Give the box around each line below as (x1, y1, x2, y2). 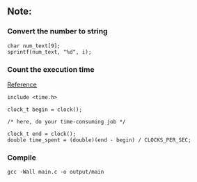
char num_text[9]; (7, 42, 61, 50)
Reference (7, 80, 37, 89)
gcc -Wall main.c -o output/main (7, 169, 104, 176)
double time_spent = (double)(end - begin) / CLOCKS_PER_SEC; (7, 136, 191, 144)
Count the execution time (7, 64, 95, 74)
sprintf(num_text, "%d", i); (7, 48, 92, 55)
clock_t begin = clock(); (7, 106, 82, 113)
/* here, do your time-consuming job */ (7, 118, 127, 125)
